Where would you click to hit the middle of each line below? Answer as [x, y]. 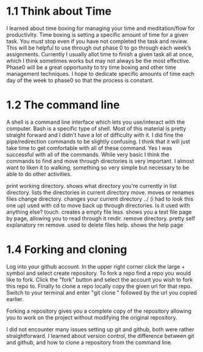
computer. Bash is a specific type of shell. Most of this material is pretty [96, 128]
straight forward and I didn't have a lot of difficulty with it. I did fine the [95, 135]
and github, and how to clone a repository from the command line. [89, 342]
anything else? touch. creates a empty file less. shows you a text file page [99, 212]
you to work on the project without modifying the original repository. [92, 317]
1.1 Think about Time [59, 11]
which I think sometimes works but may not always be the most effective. [98, 61]
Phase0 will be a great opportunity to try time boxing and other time [91, 67]
